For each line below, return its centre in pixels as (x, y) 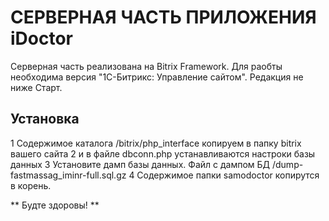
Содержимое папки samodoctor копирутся (228, 175)
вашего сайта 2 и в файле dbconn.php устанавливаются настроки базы (163, 153)
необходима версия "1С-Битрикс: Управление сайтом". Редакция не (157, 77)
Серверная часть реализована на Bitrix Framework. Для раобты (146, 66)
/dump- (287, 164)
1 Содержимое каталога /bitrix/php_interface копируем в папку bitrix (156, 143)
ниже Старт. (36, 87)
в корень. (31, 185)
